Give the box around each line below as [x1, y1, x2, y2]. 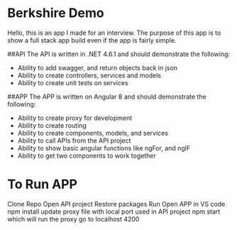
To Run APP [7, 176, 78, 192]
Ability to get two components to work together [17, 151, 156, 160]
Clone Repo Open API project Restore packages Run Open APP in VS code [7, 199, 226, 208]
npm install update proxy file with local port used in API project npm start [7, 207, 221, 216]
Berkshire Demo [7, 5, 104, 21]
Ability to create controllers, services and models [17, 71, 162, 80]
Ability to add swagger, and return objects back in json [17, 63, 177, 72]
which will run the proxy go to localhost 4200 [7, 214, 140, 223]
